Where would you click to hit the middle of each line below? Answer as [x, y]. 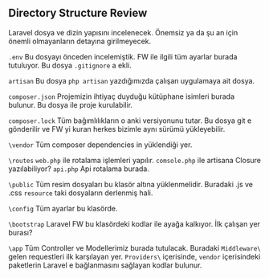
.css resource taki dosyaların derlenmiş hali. [81, 193]
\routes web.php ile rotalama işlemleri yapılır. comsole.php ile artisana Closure [135, 160]
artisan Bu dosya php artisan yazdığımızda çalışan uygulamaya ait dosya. [132, 80]
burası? [20, 232]
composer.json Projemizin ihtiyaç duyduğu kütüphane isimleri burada [122, 96]
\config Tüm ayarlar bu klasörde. [63, 208]
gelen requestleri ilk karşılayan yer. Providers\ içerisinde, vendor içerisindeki [134, 256]
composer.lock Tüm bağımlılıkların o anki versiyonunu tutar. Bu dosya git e [130, 121]
